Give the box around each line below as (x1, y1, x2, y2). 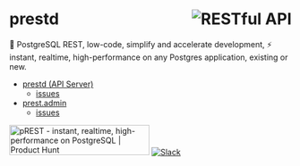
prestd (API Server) (21, 79, 94, 89)
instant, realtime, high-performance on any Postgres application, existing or (9, 52, 288, 62)
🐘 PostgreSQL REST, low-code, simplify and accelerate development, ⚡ (9, 38, 273, 49)
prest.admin (21, 97, 67, 108)
